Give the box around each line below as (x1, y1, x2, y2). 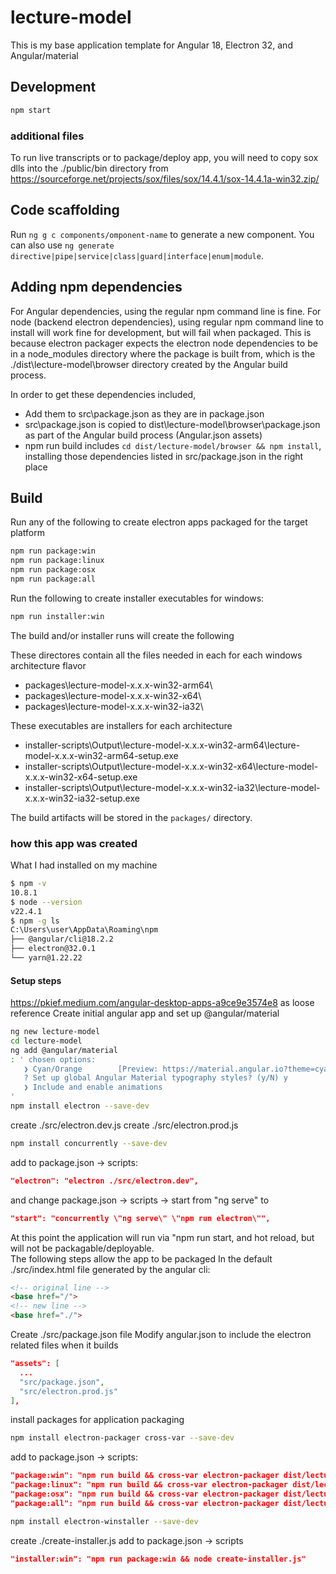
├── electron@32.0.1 (10, 944, 97, 954)
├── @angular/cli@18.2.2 (10, 934, 114, 945)
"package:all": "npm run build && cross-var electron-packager (10, 1498, 280, 1508)
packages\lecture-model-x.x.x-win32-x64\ (24, 689, 202, 701)
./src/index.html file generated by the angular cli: (10, 1263, 211, 1275)
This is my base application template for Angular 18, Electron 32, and (10, 39, 293, 51)
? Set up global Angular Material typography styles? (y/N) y (23, 1073, 288, 1083)
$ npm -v (10, 879, 47, 889)
